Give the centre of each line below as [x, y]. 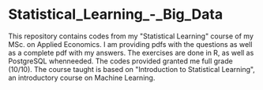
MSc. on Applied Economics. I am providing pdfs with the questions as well [130, 44]
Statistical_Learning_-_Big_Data [116, 14]
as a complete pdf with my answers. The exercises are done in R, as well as [131, 52]
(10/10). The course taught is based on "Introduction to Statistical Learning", [131, 69]
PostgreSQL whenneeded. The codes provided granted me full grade [120, 61]
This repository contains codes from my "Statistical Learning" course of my [131, 36]
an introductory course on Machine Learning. [82, 77]
